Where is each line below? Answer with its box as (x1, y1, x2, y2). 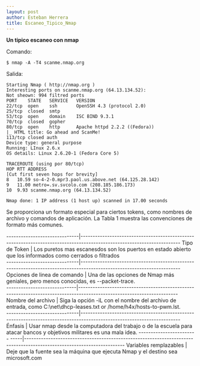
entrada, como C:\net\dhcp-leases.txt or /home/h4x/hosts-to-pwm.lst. (6, 303, 181, 311)
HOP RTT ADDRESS (6, 166, 47, 172)
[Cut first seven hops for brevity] (6, 172, 98, 178)
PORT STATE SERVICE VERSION (6, 98, 95, 104)
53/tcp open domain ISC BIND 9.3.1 (6, 114, 114, 120)
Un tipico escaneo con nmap (6, 37, 79, 44)
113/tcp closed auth (6, 135, 58, 141)
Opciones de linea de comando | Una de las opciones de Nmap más (6, 271, 175, 279)
